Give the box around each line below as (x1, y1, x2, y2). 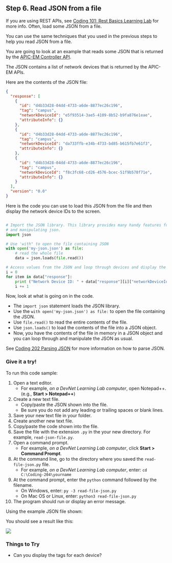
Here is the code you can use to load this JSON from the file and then (6, 202, 152, 209)
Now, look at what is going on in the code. (6, 293, 94, 299)
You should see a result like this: (6, 518, 73, 524)
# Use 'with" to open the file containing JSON (6, 241, 109, 246)
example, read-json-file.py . (13, 434, 75, 440)
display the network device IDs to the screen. (6, 208, 101, 214)
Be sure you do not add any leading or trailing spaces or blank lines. (20, 407, 164, 413)
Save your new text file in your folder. (13, 412, 92, 418)
